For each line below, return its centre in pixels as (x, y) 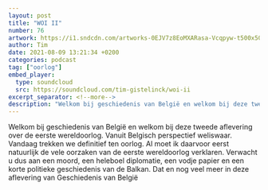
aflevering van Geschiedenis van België (73, 178)
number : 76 (26, 30)
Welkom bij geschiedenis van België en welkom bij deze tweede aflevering (130, 127)
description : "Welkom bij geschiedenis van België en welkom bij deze (128, 104)
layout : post (30, 16)
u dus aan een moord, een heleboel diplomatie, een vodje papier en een (126, 161)
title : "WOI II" (35, 23)
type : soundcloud (44, 82)
